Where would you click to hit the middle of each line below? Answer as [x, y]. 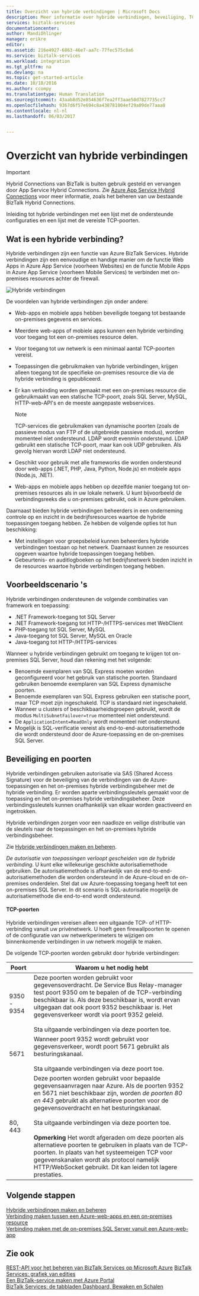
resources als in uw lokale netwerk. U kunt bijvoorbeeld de [110, 493]
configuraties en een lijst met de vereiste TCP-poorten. [73, 220]
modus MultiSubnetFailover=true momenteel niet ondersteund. [92, 715]
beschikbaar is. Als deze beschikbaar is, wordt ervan [107, 1000]
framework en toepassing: [38, 605]
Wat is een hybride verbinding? [65, 239]
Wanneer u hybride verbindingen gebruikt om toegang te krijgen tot [89, 653]
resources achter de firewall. [65, 278]
